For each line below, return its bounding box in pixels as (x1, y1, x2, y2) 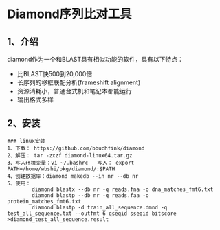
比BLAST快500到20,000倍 (16, 70, 93, 78)
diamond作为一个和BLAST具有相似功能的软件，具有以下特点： (7, 56, 184, 63)
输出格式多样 (16, 95, 54, 104)
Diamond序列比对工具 (7, 6, 132, 22)
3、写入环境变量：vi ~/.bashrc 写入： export (7, 159, 135, 166)
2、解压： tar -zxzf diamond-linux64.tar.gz (7, 152, 133, 159)
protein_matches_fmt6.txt (7, 198, 81, 205)
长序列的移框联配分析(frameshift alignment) (16, 78, 141, 87)
